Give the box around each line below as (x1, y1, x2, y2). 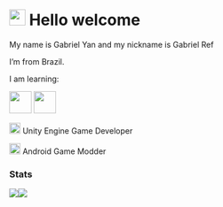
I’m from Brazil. (9, 56, 65, 66)
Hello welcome (28, 10, 140, 30)
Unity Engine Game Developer (21, 125, 133, 136)
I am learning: (9, 73, 60, 84)
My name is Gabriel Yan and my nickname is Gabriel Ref (9, 39, 214, 50)
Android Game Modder (21, 146, 107, 157)
